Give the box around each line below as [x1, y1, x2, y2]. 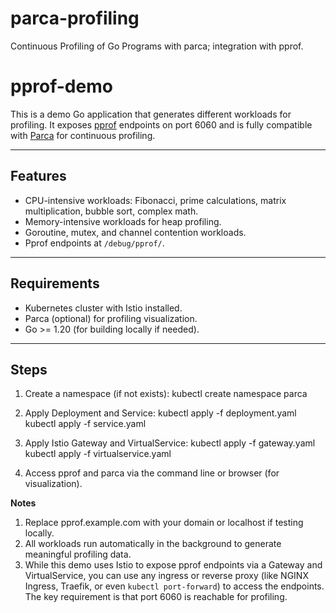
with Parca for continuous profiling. [10, 129, 156, 141]
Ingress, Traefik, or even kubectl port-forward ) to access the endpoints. [24, 580, 325, 592]
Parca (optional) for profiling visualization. [24, 312, 198, 324]
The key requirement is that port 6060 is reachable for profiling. [24, 591, 288, 603]
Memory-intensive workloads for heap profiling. [24, 215, 222, 227]
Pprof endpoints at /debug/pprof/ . [24, 237, 165, 249]
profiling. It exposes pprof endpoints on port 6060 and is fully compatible [10, 118, 313, 131]
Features [10, 168, 67, 185]
